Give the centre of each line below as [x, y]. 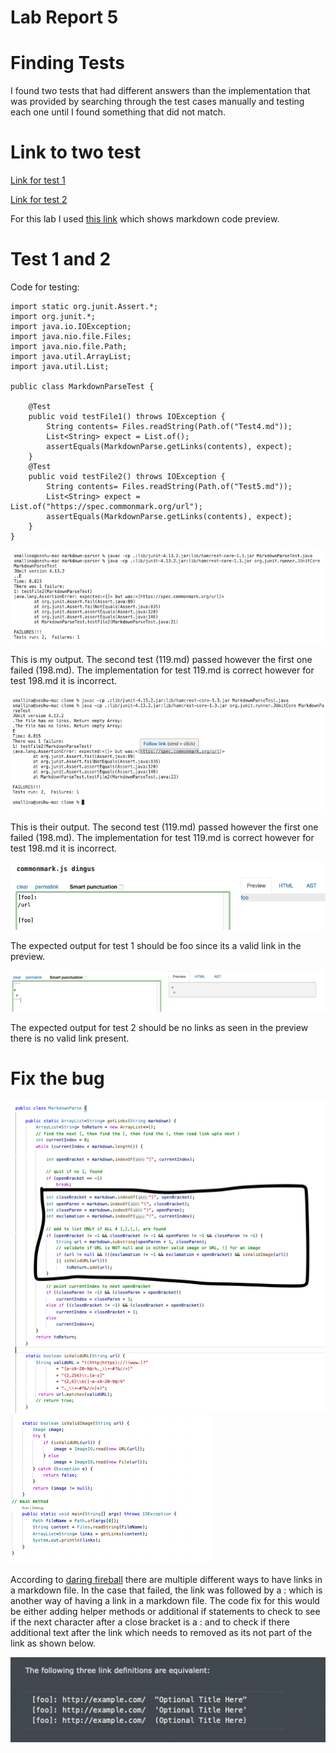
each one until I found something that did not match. [118, 112]
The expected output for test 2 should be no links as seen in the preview [159, 1027]
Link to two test [76, 152]
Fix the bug [57, 1078]
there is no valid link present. [70, 1038]
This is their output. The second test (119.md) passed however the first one [164, 827]
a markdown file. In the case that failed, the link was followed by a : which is [166, 1590]
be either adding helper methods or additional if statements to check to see [165, 1611]
